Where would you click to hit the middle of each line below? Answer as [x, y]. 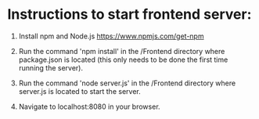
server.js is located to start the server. [80, 91]
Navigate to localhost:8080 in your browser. [90, 106]
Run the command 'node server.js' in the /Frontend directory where [127, 83]
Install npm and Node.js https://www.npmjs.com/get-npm [111, 36]
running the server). [51, 67]
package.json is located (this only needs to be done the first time [123, 59]
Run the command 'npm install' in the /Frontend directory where [122, 51]
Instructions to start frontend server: [129, 14]
